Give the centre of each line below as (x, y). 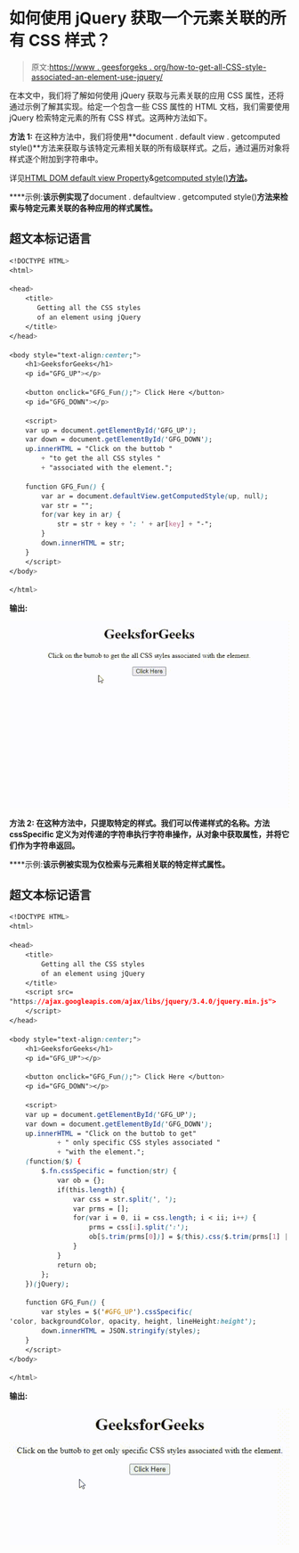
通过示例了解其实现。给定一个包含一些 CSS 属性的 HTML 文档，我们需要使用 (149, 106)
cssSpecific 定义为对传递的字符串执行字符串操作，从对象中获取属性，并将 (145, 834)
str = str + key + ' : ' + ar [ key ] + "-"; (135, 524)
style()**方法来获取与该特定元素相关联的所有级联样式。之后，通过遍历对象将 (149, 147)
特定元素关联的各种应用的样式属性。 (91, 208)
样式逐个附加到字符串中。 (56, 159)
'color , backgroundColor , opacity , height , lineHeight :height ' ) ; (133, 1322)
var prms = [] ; (101, 1209)
